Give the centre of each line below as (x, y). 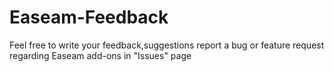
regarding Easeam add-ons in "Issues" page (100, 55)
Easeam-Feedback (89, 17)
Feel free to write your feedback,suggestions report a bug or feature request (167, 45)
